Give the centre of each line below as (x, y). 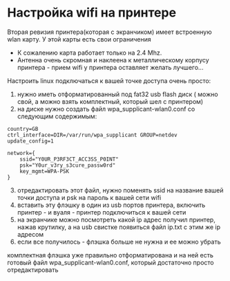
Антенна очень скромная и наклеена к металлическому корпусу (113, 60)
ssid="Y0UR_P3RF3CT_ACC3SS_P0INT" (69, 159)
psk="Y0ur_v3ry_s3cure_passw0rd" (68, 165)
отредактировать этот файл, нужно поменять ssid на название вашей (120, 190)
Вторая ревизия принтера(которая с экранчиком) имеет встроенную (109, 32)
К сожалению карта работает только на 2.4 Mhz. (89, 53)
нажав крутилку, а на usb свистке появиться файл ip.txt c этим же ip (119, 227)
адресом (30, 234)
